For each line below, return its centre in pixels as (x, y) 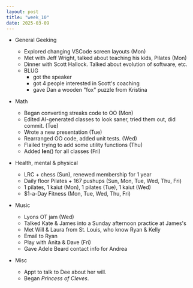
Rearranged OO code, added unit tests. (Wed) (81, 139)
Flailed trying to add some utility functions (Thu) (83, 145)
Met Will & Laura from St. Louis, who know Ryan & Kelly (92, 230)
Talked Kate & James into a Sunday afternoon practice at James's (105, 223)
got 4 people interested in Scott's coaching (86, 83)
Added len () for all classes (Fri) (62, 151)
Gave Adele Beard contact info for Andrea (76, 249)
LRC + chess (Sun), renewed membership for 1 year (88, 175)
